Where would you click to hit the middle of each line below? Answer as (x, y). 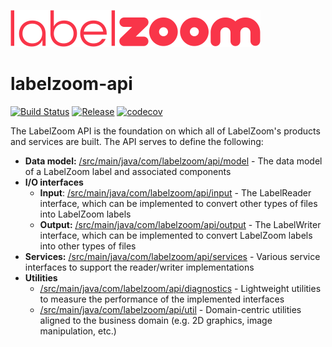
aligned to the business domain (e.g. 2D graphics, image (156, 320)
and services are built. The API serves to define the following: (137, 141)
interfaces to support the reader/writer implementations (139, 267)
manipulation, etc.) (78, 331)
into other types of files (88, 246)
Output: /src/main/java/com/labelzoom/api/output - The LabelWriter (180, 224)
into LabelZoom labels (85, 214)
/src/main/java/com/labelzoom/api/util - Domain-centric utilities (170, 309)
